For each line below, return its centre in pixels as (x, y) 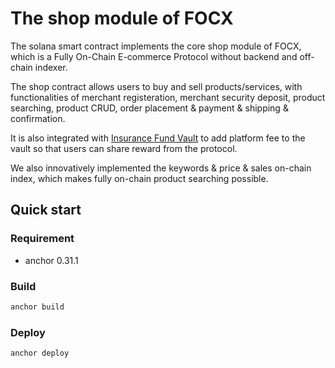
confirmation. (38, 118)
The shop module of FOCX (122, 18)
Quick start (46, 210)
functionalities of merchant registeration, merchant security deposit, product (168, 97)
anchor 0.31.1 (51, 260)
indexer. (51, 67)
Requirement (42, 239)
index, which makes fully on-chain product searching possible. (139, 178)
